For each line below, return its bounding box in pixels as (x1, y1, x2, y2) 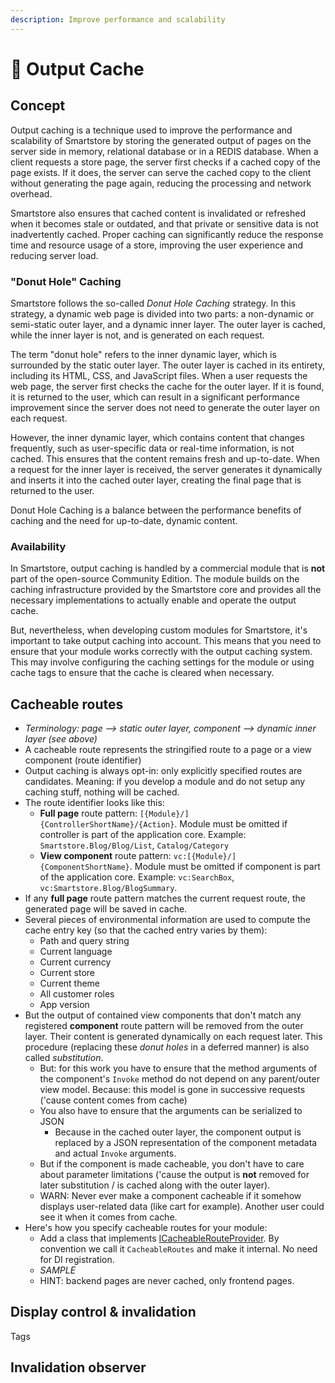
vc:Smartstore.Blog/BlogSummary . (39, 882, 178, 894)
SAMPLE (39, 1264, 77, 1276)
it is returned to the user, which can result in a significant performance (10, 391, 300, 403)
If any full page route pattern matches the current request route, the (24, 892, 307, 905)
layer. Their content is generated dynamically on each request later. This (24, 1031, 323, 1043)
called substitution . (24, 1052, 104, 1064)
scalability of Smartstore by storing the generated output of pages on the (10, 134, 312, 146)
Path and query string (39, 935, 130, 947)
